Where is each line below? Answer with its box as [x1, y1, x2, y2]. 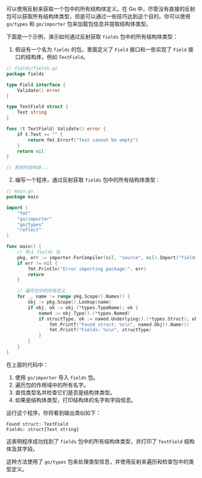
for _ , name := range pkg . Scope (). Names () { [17, 293, 130, 299]
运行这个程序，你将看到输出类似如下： [6, 409, 101, 416]
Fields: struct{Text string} [6, 426, 79, 432]
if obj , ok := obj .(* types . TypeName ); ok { [28, 304, 138, 311]
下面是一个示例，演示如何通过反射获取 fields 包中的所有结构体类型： [6, 33, 179, 40]
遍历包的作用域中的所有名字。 [14, 381, 89, 388]
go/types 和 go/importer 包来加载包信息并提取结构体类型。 [6, 20, 151, 27]
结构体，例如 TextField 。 [25, 54, 89, 60]
